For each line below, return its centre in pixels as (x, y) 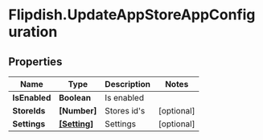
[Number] (78, 111)
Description (127, 84)
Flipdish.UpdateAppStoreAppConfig (132, 15)
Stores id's (125, 111)
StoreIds (29, 111)
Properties (35, 62)
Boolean (75, 98)
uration (33, 32)
